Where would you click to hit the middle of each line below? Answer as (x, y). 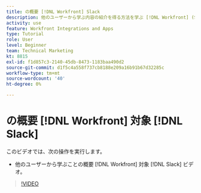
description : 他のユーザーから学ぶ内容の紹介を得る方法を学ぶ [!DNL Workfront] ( (100, 17)
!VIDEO (30, 183)
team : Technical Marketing (40, 51)
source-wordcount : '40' (36, 79)
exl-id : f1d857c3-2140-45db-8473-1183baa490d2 (65, 62)
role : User (20, 40)
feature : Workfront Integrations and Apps (60, 28)
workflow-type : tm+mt (33, 73)
